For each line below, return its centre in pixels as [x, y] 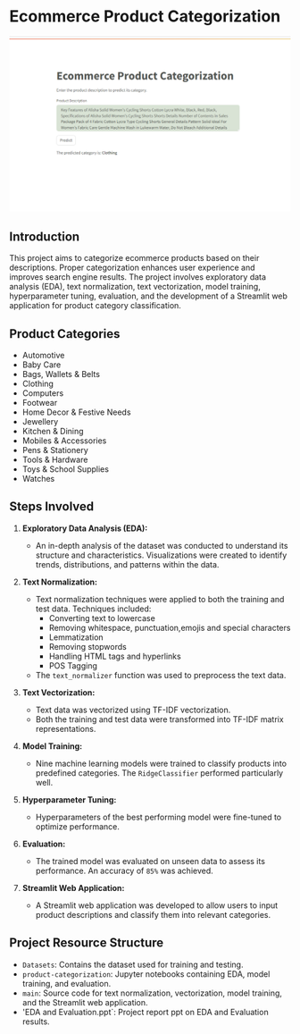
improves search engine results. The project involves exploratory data [137, 277]
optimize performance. [78, 826]
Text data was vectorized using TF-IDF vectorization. [133, 710]
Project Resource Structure [87, 943]
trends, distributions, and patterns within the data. [127, 564]
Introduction [45, 236]
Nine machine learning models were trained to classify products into [161, 763]
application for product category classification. [95, 306]
